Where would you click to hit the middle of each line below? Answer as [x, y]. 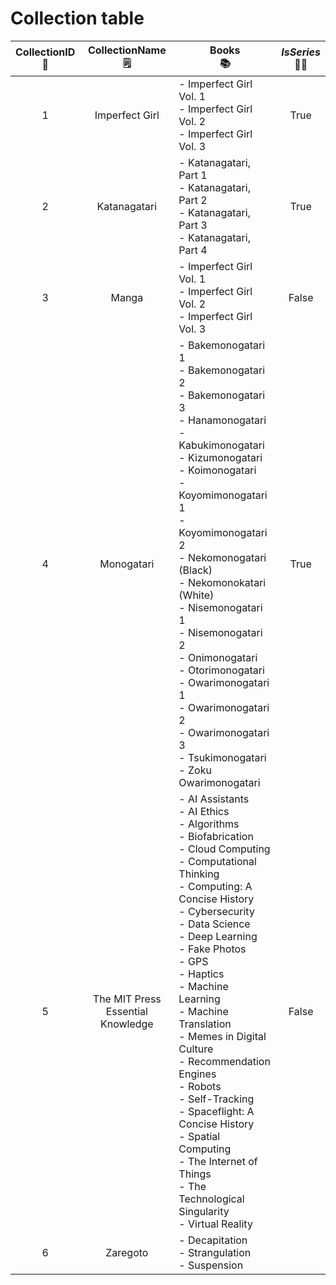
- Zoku [195, 770]
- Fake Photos [212, 949]
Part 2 [193, 200]
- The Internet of [218, 1161]
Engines [197, 1074]
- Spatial [199, 1136]
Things [195, 1174]
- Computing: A [215, 886]
